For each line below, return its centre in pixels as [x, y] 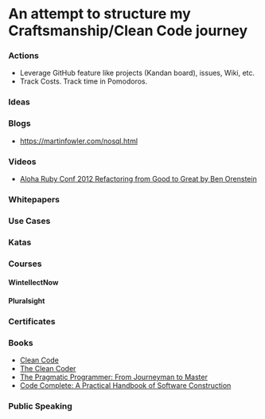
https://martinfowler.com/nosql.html [78, 141]
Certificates [32, 321]
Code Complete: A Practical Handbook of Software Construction [125, 386]
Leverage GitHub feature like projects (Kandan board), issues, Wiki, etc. [137, 73]
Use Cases [29, 221]
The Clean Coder [48, 369]
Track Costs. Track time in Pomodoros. [84, 81]
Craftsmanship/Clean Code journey [128, 31]
